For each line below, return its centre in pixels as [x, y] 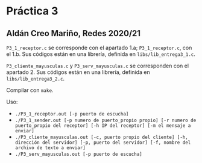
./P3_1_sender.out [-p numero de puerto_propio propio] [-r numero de [106, 120]
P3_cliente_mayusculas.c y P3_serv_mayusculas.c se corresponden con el [97, 66]
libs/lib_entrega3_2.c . [36, 78]
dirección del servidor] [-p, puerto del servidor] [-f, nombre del [103, 143]
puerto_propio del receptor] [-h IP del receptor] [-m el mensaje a [103, 126]
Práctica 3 [32, 11]
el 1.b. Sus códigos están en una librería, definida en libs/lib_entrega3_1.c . [101, 54]
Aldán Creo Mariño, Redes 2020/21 [73, 33]
